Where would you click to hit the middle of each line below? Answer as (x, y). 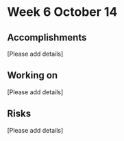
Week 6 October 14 (62, 12)
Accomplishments (47, 37)
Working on (33, 75)
